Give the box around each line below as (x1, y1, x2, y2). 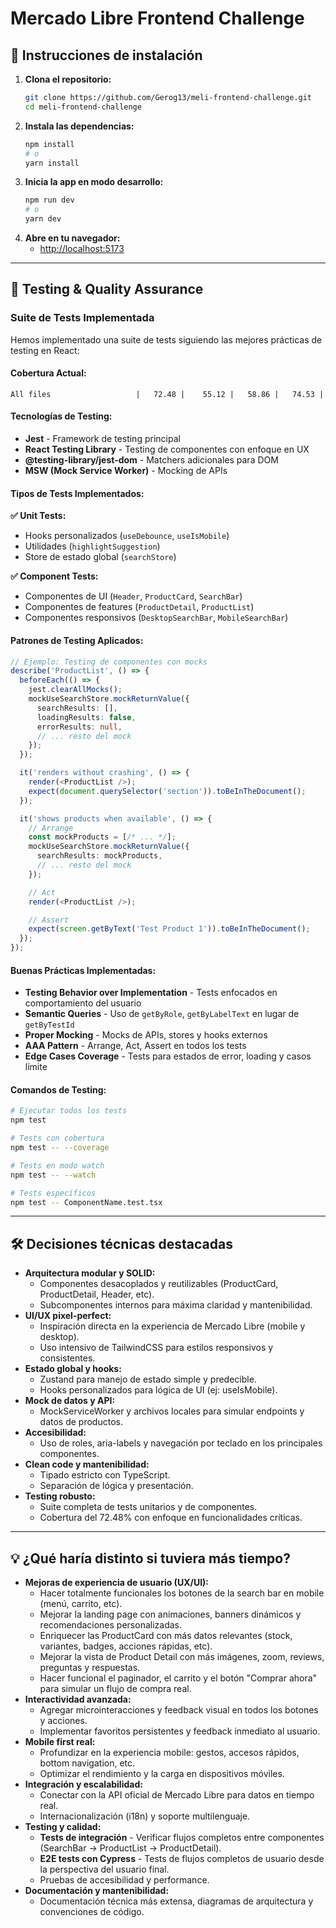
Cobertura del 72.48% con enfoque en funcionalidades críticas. (39, 1512, 303, 1524)
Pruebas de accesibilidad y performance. (39, 1874, 210, 1886)
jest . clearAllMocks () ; (28, 685, 123, 695)
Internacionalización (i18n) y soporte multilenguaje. (39, 1810, 251, 1822)
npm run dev (24, 195, 75, 206)
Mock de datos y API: (24, 1395, 116, 1407)
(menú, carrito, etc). (39, 1598, 123, 1610)
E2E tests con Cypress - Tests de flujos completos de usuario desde (39, 1853, 325, 1865)
